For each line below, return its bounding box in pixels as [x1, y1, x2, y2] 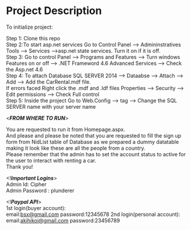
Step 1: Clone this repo [6, 35, 60, 42]
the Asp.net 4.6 [6, 66, 43, 73]
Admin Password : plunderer [6, 187, 75, 194]
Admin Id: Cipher [6, 180, 47, 188]
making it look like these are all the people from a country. [6, 145, 146, 152]
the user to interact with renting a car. [6, 157, 96, 164]
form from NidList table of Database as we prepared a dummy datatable [6, 138, 179, 145]
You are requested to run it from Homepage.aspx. [6, 126, 126, 133]
